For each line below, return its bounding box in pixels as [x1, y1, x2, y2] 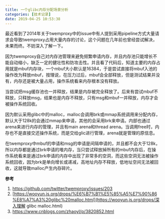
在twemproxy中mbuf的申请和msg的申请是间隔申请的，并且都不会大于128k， [5, 140, 160, 146]
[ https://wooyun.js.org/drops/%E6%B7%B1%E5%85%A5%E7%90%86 [12, 191, 158, 197]
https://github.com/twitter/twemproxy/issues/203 [12, 186, 113, 192]
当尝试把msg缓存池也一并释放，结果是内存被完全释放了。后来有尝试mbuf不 [5, 88, 159, 94]
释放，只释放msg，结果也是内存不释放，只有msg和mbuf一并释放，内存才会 [5, 95, 159, 101]
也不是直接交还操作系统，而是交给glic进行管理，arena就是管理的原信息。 [9, 130, 158, 136]
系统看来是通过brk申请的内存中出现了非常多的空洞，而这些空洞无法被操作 [9, 153, 159, 159]
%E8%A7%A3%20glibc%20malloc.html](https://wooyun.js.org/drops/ [12, 197, 155, 203]
